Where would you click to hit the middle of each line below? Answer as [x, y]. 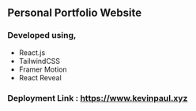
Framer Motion [43, 69]
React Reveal [40, 77]
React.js [32, 52]
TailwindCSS [40, 61]
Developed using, [42, 35]
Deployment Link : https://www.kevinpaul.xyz [98, 98]
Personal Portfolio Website [75, 13]
